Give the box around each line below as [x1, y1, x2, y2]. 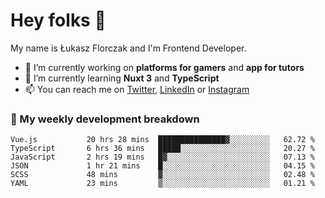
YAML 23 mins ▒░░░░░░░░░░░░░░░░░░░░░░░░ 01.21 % [10, 179, 315, 189]
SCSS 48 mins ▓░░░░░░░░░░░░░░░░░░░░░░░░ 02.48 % [10, 170, 315, 180]
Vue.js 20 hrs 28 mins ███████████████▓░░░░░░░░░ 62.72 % [10, 135, 315, 145]
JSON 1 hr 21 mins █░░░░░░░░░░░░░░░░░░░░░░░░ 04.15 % [10, 161, 315, 171]
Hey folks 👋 [10, 9, 107, 32]
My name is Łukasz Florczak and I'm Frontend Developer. [10, 42, 247, 54]
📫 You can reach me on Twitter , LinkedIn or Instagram [24, 83, 250, 95]
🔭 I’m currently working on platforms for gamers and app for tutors [24, 61, 305, 73]
